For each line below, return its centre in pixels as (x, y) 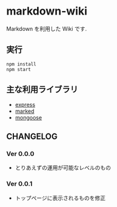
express (25, 104)
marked (25, 111)
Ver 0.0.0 (20, 154)
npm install (21, 64)
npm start (19, 69)
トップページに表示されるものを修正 (60, 198)
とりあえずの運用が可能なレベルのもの (63, 168)
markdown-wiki (47, 11)
